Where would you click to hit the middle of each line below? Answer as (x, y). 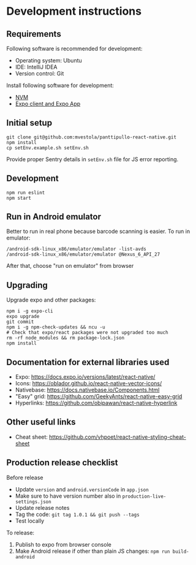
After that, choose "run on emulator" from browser (70, 266)
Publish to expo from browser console (63, 544)
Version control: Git (40, 74)
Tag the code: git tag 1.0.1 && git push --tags (77, 514)
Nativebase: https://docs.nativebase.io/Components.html (87, 390)
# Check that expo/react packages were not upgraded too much (87, 333)
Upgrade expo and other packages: (51, 300)
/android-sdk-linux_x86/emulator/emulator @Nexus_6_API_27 (83, 255)
